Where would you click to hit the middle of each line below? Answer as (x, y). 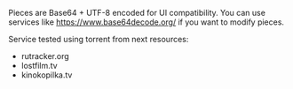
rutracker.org (45, 56)
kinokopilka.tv (47, 75)
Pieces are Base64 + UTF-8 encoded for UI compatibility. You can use (137, 13)
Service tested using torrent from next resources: (99, 39)
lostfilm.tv (40, 66)
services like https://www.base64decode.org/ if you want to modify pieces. (146, 22)
